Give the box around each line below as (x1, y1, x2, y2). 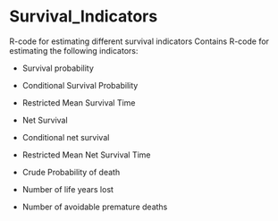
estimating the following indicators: (9, 45, 139, 55)
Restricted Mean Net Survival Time (21, 149, 151, 160)
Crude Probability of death (21, 166, 121, 177)
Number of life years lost (21, 183, 114, 194)
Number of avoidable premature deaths (21, 201, 168, 212)
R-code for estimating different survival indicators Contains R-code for (9, 36, 270, 47)
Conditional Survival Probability (21, 80, 139, 90)
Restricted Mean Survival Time (21, 97, 136, 108)
